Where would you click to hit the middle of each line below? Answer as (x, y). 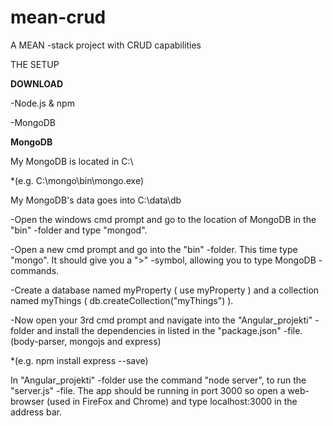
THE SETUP (35, 64)
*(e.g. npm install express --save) (79, 360)
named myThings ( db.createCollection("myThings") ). (122, 300)
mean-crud (58, 17)
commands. (35, 270)
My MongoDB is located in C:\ (72, 161)
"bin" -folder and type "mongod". (79, 230)
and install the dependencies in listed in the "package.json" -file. (169, 330)
